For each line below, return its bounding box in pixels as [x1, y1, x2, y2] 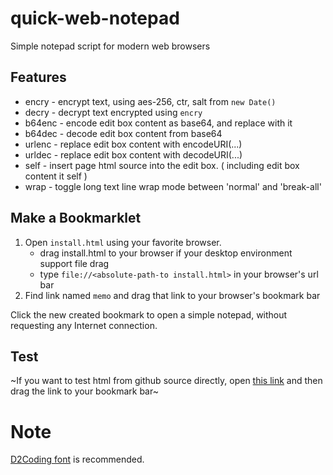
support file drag [39, 257, 110, 269]
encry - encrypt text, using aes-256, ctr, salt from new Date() [24, 95, 277, 107]
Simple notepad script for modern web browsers [10, 40, 211, 52]
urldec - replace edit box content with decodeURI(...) [24, 148, 243, 161]
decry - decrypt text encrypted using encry [24, 106, 203, 118]
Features [10, 69, 67, 86]
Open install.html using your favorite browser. [24, 236, 222, 248]
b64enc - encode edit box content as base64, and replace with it [24, 117, 293, 129]
